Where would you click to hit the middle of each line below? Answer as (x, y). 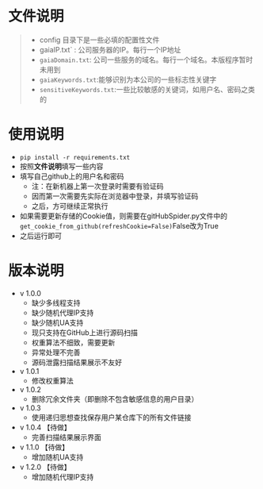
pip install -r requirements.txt (75, 157)
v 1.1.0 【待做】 (44, 447)
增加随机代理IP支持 (63, 476)
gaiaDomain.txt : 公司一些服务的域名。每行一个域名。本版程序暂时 (146, 60)
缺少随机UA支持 (57, 322)
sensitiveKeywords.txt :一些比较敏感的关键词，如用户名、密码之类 (147, 89)
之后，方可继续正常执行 (70, 206)
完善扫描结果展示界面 (66, 437)
